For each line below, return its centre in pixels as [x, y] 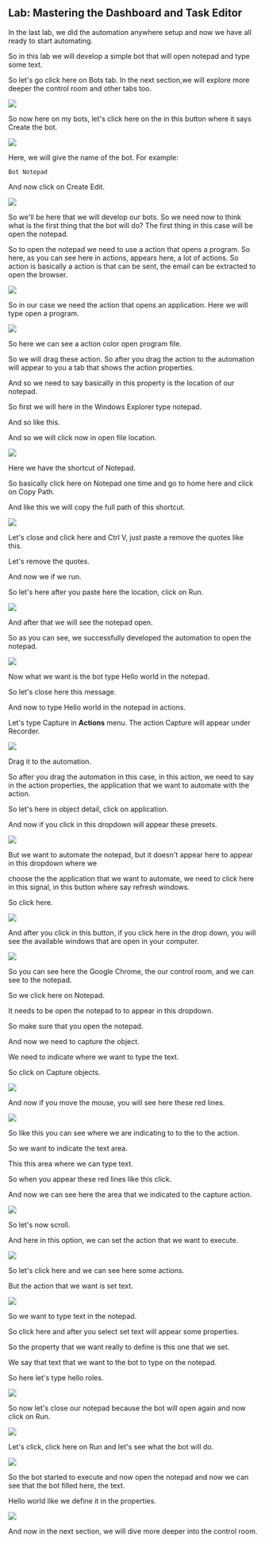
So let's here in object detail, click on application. [88, 809]
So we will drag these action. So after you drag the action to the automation [132, 359]
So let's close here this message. [62, 691]
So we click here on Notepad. [56, 995]
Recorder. [24, 731]
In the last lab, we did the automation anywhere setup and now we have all [130, 32]
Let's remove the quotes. [49, 561]
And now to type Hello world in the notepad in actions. [97, 707]
